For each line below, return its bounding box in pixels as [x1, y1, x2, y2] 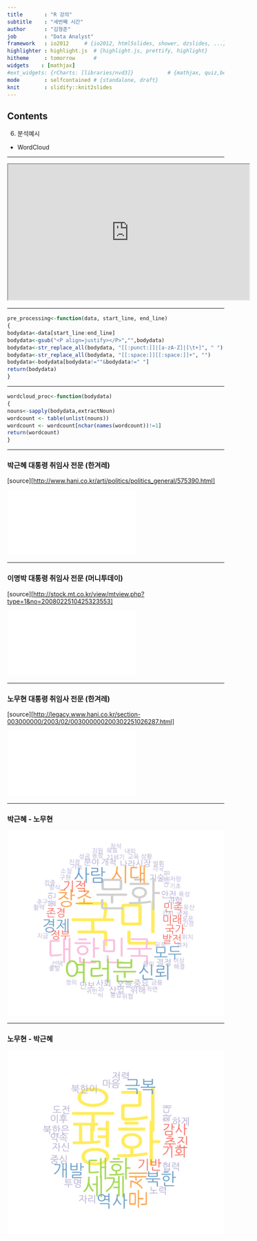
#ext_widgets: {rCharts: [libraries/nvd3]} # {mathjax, [7, 69, 202, 76]
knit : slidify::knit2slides [7, 83, 112, 91]
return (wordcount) [7, 430, 60, 436]
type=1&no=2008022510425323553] [7, 597, 114, 605]
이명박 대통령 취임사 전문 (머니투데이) [7, 574, 123, 583]
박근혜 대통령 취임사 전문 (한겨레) [7, 461, 110, 470]
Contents [7, 110, 48, 122]
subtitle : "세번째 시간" [7, 18, 84, 26]
